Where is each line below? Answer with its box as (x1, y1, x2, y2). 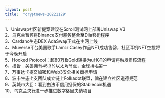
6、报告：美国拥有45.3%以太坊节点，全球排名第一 (5, 63, 107, 69)
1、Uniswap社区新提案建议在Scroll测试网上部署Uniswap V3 (5, 26, 126, 32)
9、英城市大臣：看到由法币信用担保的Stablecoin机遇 (5, 81, 112, 87)
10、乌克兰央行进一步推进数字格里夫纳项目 (5, 87, 92, 94)
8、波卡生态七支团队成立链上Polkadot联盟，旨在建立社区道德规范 (5, 75, 138, 81)
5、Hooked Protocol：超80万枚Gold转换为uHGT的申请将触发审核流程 (5, 57, 146, 63)
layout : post (5, 7, 32, 12)
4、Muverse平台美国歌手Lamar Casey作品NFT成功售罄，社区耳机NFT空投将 (5, 44, 160, 50)
